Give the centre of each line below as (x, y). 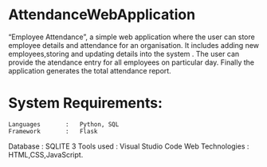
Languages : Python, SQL (64, 124)
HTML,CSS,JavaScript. (46, 154)
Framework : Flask (53, 131)
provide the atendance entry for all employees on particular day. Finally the (132, 62)
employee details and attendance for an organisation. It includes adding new (134, 45)
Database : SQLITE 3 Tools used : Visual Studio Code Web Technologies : (129, 146)
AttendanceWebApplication (102, 15)
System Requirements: (86, 103)
